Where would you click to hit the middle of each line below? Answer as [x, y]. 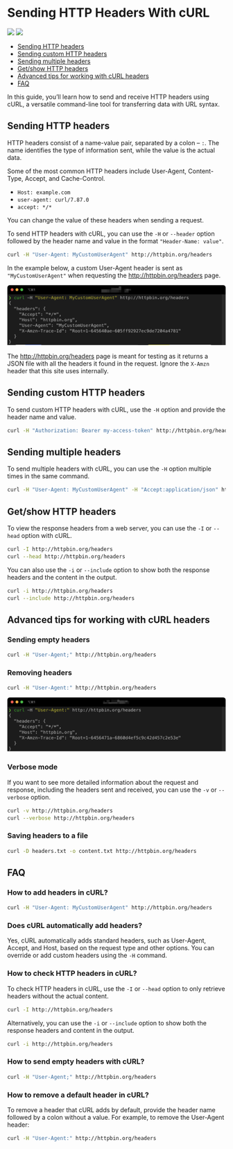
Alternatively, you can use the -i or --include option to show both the [107, 1022]
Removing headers [40, 673]
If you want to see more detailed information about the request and [103, 782]
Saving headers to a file [48, 836]
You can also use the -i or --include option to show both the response [109, 570]
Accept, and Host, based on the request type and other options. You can [111, 948]
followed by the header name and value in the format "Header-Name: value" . [115, 241]
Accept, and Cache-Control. [65, 178]
